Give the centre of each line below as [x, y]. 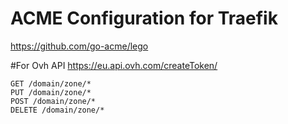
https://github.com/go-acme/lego [79, 46]
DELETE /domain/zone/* [57, 110]
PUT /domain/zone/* [51, 92]
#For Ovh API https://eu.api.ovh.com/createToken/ [114, 65]
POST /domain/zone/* [53, 101]
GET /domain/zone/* [51, 83]
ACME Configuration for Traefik [144, 18]
